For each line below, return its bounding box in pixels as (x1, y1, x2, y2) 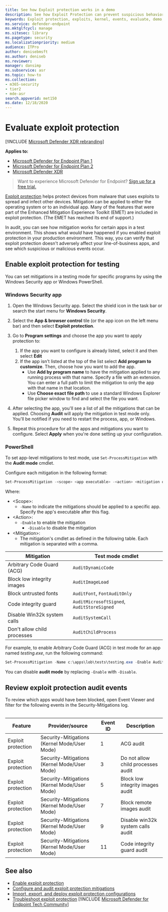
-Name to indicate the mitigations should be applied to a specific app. (19, 504, 161, 510)
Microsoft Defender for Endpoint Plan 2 (12, 163, 93, 169)
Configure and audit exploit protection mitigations (12, 885, 115, 891)
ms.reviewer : (5, 59, 32, 64)
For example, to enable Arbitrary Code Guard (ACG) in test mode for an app (5, 645, 161, 651)
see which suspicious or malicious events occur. (5, 246, 105, 252)
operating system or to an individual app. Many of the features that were (5, 204, 154, 210)
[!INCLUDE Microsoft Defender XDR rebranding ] (5, 139, 104, 145)
